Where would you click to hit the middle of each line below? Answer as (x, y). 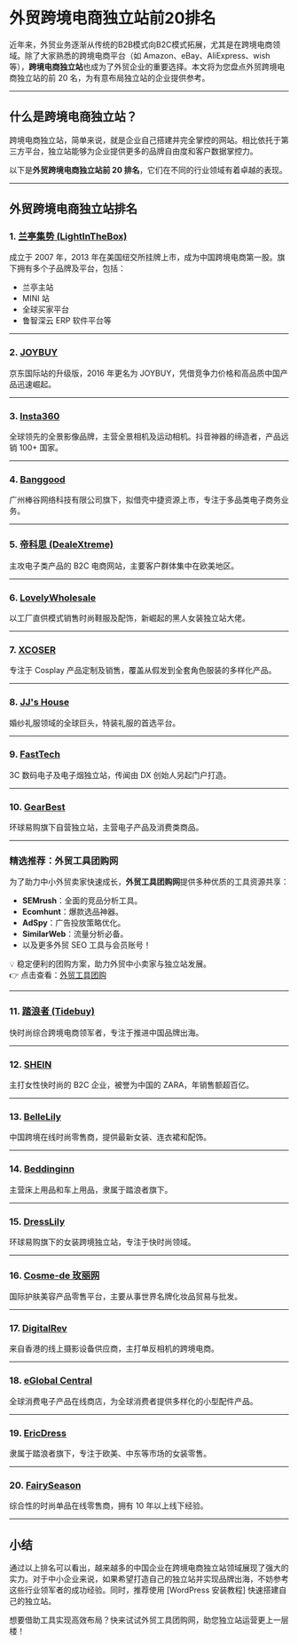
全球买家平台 (45, 310)
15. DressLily (37, 1221)
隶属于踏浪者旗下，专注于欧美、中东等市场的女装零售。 (110, 1454)
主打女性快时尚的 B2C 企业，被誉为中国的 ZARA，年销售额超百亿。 (132, 1085)
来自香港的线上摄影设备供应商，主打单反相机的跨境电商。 (114, 1349)
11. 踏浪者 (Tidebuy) (52, 1012)
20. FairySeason (45, 1485)
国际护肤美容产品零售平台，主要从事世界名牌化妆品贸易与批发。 (125, 1297)
